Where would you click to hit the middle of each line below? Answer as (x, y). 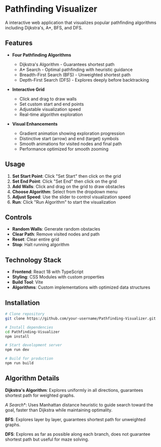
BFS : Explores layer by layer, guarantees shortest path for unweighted (75, 419)
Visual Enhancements (35, 124)
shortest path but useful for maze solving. (47, 439)
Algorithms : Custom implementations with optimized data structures (81, 287)
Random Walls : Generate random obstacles (56, 229)
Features (19, 43)
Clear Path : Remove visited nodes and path (56, 234)
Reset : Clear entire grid (36, 239)
